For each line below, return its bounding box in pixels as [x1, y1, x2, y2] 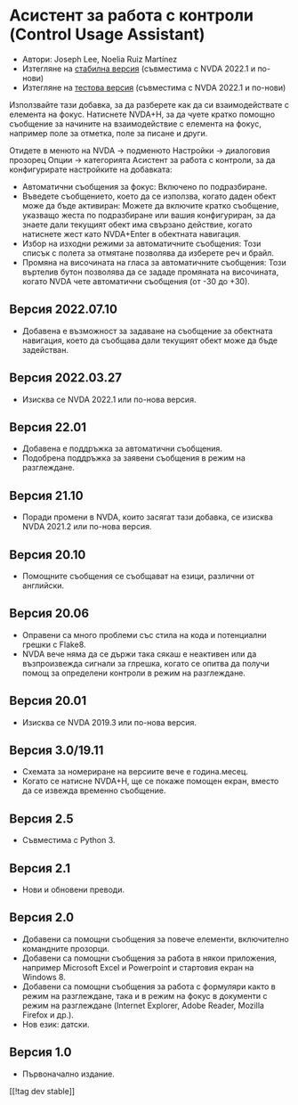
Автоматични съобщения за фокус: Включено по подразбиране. [21, 181, 268, 192]
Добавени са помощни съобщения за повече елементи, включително [21, 933, 289, 945]
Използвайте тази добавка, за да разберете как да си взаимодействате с [9, 99, 289, 110]
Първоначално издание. [21, 1068, 116, 1079]
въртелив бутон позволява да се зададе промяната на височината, [21, 266, 279, 277]
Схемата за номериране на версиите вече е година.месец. [21, 766, 249, 777]
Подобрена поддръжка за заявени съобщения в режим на [21, 453, 246, 463]
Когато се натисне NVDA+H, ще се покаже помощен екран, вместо [21, 776, 279, 787]
